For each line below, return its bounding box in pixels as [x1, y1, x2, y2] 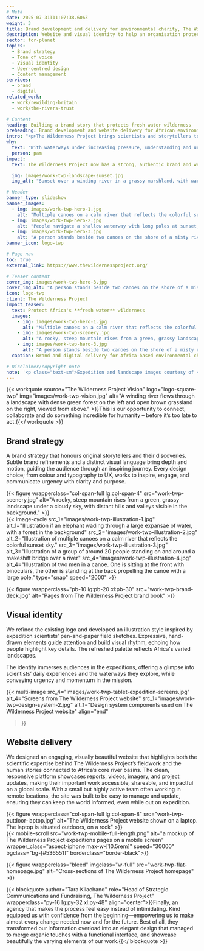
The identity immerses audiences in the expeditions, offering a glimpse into [6, 664, 194, 670]
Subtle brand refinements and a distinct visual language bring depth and [6, 458, 187, 466]
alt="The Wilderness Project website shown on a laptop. [56, 816, 198, 824]
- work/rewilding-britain [12, 99, 78, 105]
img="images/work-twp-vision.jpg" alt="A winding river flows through [19, 392, 195, 399]
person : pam [12, 150, 42, 156]
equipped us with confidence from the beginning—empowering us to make [6, 911, 194, 919]
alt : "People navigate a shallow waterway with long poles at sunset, [17, 223, 200, 229]
